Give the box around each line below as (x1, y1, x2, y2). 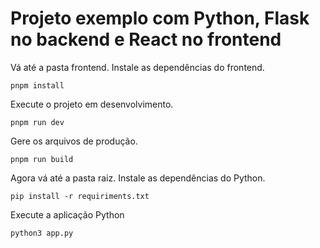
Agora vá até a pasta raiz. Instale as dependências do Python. (10, 172, 266, 184)
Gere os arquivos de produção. (10, 135, 138, 147)
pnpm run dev (10, 117, 65, 127)
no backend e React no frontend (10, 28, 282, 51)
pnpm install (10, 80, 65, 91)
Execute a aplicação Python (10, 208, 125, 221)
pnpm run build (10, 154, 74, 164)
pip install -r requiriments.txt (10, 191, 150, 201)
